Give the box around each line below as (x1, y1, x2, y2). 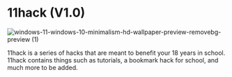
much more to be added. (7, 63, 78, 71)
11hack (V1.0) (7, 5, 86, 21)
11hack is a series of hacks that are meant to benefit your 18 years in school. (7, 49, 226, 57)
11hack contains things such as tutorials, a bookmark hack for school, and (7, 55, 219, 64)
